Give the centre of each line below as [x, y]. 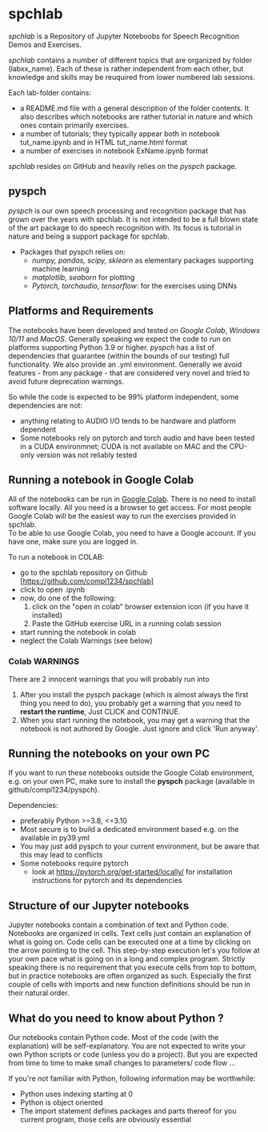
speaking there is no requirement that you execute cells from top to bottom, [133, 967]
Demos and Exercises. [45, 44]
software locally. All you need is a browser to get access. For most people [130, 508]
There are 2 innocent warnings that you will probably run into [109, 679]
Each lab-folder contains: [50, 92]
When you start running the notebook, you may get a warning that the [135, 720]
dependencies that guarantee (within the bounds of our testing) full [119, 355]
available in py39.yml [55, 838]
